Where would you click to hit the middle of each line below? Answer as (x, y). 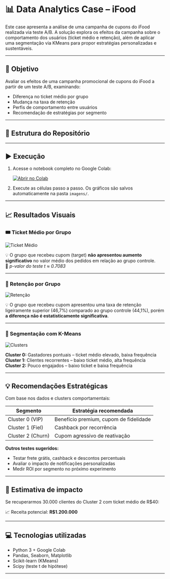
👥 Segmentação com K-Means (43, 334)
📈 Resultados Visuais (40, 215)
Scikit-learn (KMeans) (35, 561)
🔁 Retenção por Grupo (33, 284)
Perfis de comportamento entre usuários (55, 107)
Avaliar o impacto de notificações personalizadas (64, 463)
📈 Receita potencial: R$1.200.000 (41, 512)
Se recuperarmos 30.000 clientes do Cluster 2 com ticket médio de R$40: (82, 502)
